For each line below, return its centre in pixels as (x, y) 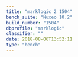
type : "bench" (24, 45)
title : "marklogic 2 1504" (39, 12)
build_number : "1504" (33, 23)
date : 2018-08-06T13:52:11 (39, 39)
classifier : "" (25, 34)
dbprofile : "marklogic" (35, 28)
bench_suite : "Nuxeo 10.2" (39, 17)
